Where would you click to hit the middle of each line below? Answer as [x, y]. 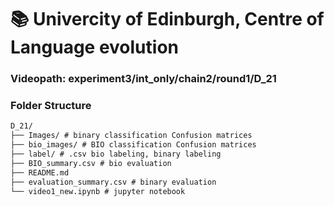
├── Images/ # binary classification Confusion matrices [131, 136]
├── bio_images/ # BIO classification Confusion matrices [133, 145]
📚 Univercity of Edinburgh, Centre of [167, 19]
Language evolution [94, 47]
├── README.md [40, 172]
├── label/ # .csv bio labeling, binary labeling [116, 154]
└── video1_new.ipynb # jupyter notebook [98, 191]
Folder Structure [51, 106]
